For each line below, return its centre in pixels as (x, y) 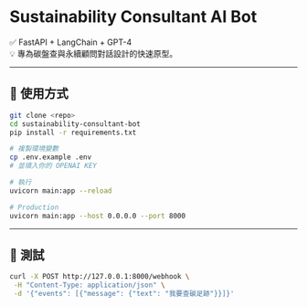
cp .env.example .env (51, 157)
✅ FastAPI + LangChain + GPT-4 (71, 42)
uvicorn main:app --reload (61, 191)
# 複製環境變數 (34, 149)
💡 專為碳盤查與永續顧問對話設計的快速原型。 (94, 53)
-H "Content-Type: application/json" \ (90, 285)
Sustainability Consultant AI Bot (133, 17)
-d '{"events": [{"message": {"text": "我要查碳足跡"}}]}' (124, 294)
